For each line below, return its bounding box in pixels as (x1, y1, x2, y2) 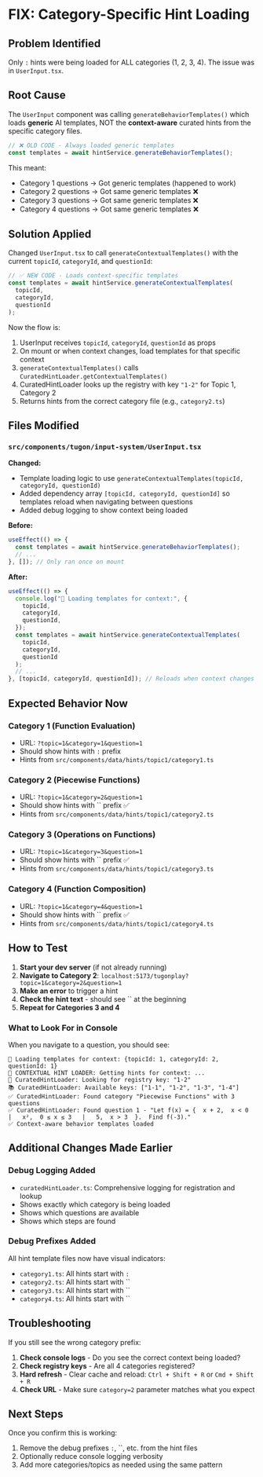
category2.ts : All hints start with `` (19, 1277, 131, 1286)
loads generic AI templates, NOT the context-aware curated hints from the (8, 118, 251, 127)
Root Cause (8, 89, 67, 102)
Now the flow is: (8, 322, 60, 332)
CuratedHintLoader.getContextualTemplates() (19, 372, 168, 380)
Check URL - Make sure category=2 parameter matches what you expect (19, 1384, 255, 1394)
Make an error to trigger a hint (19, 986, 119, 995)
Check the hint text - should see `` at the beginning (19, 994, 187, 1003)
